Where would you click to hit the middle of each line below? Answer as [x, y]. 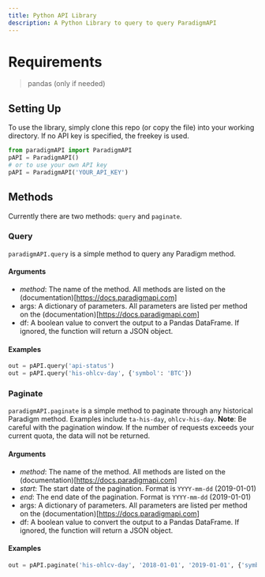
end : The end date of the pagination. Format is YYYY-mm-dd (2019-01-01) [135, 496]
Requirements [55, 62]
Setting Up [35, 109]
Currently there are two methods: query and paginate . [95, 216]
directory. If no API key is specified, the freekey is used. [99, 136]
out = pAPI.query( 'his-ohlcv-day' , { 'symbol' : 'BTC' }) [100, 373]
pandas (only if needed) [66, 84]
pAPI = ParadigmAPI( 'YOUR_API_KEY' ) [68, 172]
